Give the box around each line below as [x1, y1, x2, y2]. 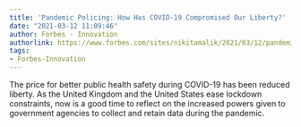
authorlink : [9, 38, 54, 47]
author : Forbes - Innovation [9, 30, 118, 38]
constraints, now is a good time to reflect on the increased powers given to [9, 98, 286, 108]
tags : [9, 47, 30, 55]
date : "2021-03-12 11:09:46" [9, 21, 118, 30]
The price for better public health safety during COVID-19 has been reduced [9, 80, 290, 89]
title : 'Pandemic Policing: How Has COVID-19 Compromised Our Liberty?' [9, 13, 287, 22]
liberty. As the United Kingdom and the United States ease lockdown [9, 89, 262, 99]
